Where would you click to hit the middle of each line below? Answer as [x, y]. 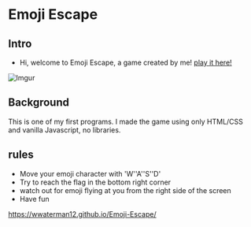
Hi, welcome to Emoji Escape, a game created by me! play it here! [125, 62]
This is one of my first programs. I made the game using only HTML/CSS [126, 121]
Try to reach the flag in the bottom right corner [95, 182]
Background [39, 103]
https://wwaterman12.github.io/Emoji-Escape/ [82, 214]
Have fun [34, 199]
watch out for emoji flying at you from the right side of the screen [125, 190]
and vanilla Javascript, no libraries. [65, 130]
